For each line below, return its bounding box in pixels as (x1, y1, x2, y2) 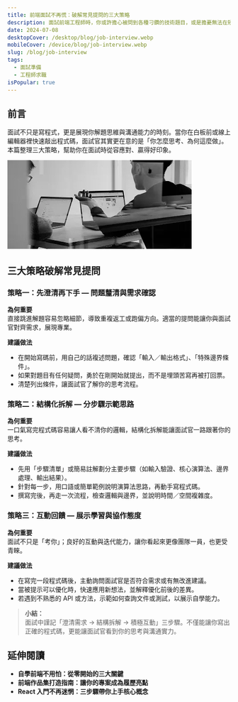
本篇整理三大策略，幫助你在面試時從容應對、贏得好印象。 (7, 146, 175, 154)
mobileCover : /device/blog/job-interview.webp (7, 41, 147, 49)
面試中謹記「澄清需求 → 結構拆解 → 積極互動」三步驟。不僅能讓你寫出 (24, 618, 230, 626)
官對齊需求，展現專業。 (7, 323, 76, 331)
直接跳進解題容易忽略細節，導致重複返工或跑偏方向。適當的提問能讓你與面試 (7, 314, 231, 322)
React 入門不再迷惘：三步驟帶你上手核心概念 (17, 687, 149, 696)
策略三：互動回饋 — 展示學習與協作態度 (7, 511, 142, 521)
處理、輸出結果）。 (17, 473, 71, 482)
